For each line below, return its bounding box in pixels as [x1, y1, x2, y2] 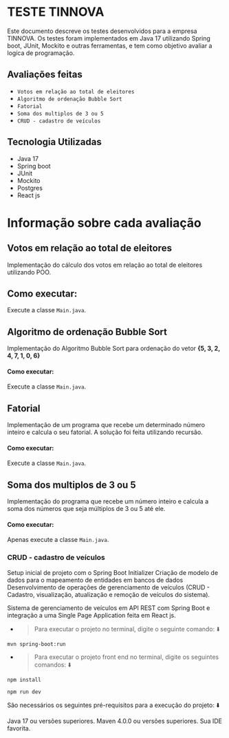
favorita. [7, 724, 31, 732]
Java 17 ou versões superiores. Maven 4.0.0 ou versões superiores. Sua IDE [7, 717, 222, 725]
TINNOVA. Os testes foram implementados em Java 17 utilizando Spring [7, 34, 211, 42]
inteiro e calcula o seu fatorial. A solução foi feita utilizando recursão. [7, 428, 203, 437]
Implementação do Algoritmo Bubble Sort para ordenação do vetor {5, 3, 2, [7, 345, 220, 353]
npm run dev [7, 688, 41, 695]
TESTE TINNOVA [7, 4, 105, 20]
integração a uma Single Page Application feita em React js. [7, 611, 177, 619]
